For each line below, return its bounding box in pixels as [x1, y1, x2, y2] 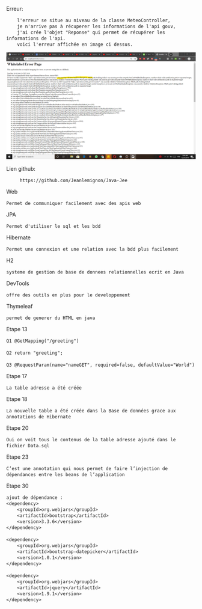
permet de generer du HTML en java [6, 315, 96, 321]
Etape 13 [6, 325, 28, 332]
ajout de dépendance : [6, 494, 63, 501]
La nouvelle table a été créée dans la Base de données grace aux [6, 408, 176, 414]
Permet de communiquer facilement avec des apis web [6, 200, 141, 206]
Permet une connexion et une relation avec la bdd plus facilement [6, 246, 179, 252]
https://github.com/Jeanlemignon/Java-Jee [19, 177, 128, 183]
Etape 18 [6, 395, 28, 402]
